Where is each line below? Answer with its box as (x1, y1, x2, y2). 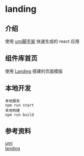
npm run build (5, 112, 34, 117)
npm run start (5, 103, 34, 108)
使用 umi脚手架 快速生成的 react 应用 (5, 39, 80, 44)
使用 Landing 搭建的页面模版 (5, 68, 63, 74)
